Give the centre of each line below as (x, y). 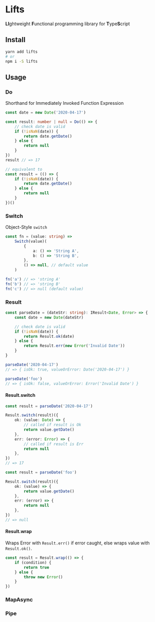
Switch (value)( (31, 241)
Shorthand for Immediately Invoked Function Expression (65, 103)
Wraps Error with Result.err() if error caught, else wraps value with (77, 543)
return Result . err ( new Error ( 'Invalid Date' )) (74, 346)
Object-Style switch (26, 227)
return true (37, 567)
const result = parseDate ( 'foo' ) (41, 472)
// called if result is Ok (53, 425)
